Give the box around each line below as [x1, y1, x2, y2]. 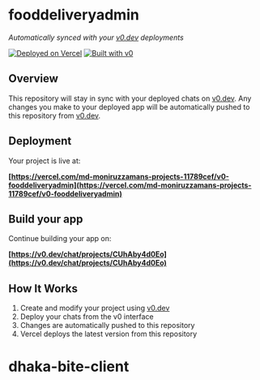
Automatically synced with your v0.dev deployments [8, 32, 184, 42]
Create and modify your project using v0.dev [19, 303, 170, 313]
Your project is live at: [8, 156, 81, 166]
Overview [8, 71, 59, 86]
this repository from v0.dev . [8, 110, 101, 120]
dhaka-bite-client [8, 357, 130, 376]
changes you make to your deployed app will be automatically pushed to [8, 101, 250, 111]
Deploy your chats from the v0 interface [19, 312, 154, 322]
